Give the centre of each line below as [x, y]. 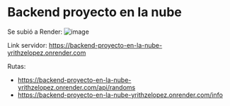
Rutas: [17, 66]
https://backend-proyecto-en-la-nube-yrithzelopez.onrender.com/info [120, 95]
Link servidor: [27, 45]
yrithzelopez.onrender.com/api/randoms [76, 87]
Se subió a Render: [35, 32]
